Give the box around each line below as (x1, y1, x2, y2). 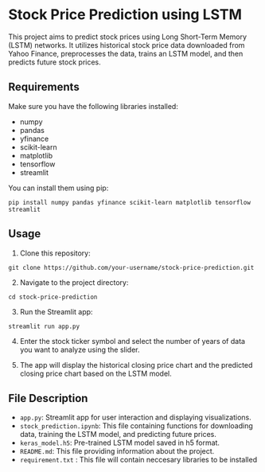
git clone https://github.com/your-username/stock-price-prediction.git (8, 263, 255, 271)
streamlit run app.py (8, 322, 80, 330)
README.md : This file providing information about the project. (19, 447, 215, 456)
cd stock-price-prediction (8, 293, 98, 301)
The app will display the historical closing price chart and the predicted (19, 360, 253, 369)
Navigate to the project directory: (19, 277, 129, 287)
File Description (8, 392, 88, 405)
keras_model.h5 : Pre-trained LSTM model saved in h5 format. (19, 438, 220, 447)
